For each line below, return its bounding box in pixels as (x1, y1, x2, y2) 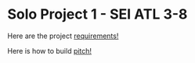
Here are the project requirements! (7, 31, 119, 40)
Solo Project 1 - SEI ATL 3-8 (7, 5, 188, 23)
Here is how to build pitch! (7, 46, 92, 55)
